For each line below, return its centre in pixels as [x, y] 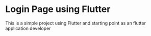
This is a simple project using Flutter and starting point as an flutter [76, 23]
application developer [28, 28]
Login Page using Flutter [58, 9]
